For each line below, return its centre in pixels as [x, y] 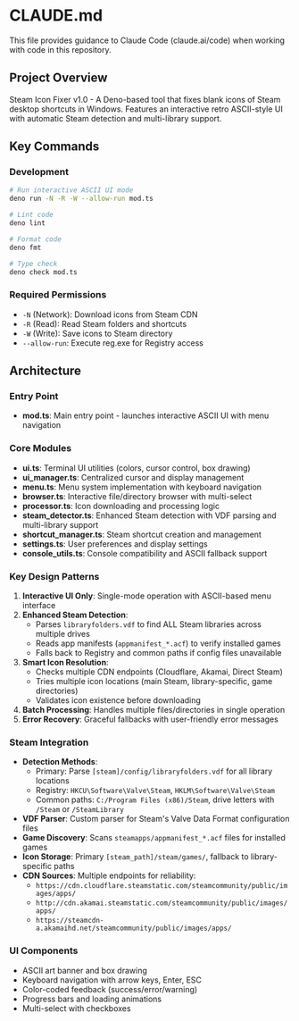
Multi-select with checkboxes [76, 1008]
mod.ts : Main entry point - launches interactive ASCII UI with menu [145, 415]
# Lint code [31, 215]
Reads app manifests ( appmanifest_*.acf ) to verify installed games [158, 643]
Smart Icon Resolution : [65, 663]
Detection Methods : [60, 762]
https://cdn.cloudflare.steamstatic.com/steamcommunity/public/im [162, 886]
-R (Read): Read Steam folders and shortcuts [104, 323]
